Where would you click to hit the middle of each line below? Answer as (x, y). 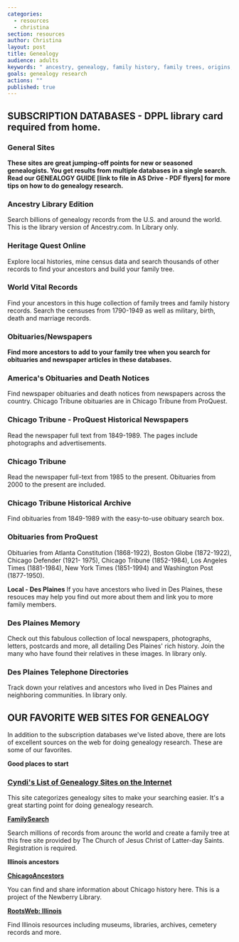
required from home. (54, 127)
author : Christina (34, 41)
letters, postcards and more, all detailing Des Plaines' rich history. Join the (116, 646)
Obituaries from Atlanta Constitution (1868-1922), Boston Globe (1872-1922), (119, 552)
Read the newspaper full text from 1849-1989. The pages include (102, 435)
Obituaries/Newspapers (50, 336)
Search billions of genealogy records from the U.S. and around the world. (115, 220)
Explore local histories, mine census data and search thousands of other (113, 261)
